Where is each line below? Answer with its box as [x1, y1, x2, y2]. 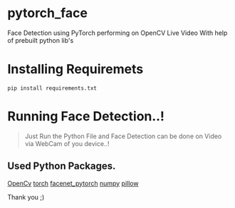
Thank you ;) [7, 192, 45, 201]
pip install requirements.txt [7, 84, 98, 92]
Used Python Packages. [7, 160, 116, 172]
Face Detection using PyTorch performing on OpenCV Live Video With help [7, 28, 228, 37]
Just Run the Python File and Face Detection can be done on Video [24, 132, 222, 140]
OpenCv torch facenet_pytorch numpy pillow [7, 179, 139, 187]
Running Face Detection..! [7, 108, 165, 125]
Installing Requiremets [7, 61, 144, 78]
